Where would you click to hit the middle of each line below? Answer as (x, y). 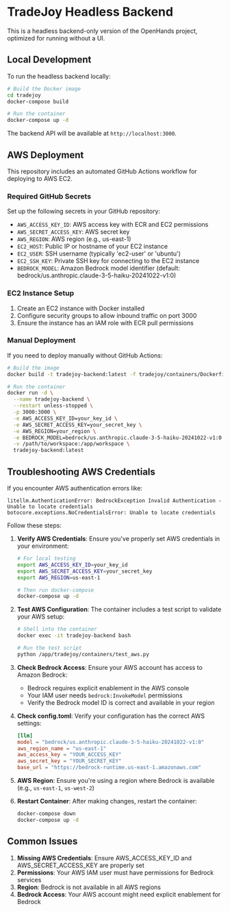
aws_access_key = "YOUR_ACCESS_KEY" (69, 755)
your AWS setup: (41, 616)
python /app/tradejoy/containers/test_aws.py (83, 654)
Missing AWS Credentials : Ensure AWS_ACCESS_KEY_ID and (104, 858)
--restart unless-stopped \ (53, 406)
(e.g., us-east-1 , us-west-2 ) (55, 788)
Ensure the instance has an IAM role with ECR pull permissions (105, 323)
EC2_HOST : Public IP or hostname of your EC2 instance (92, 247)
